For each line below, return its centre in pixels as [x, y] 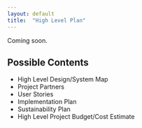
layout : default [31, 14]
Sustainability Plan [44, 109]
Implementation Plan [47, 102]
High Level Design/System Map [63, 79]
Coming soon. [27, 40]
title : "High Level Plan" [47, 20]
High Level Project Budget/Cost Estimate [76, 117]
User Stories [35, 94]
